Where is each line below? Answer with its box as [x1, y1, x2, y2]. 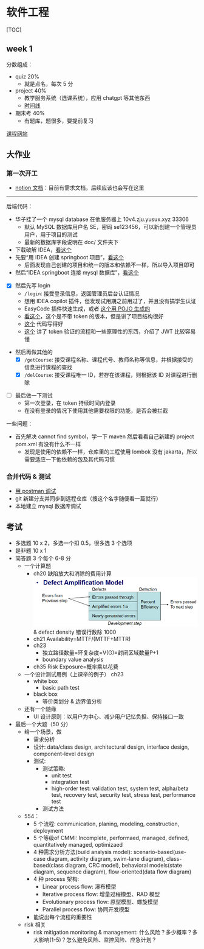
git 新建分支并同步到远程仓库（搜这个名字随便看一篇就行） [15, 494, 162, 502]
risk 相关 [24, 921, 46, 928]
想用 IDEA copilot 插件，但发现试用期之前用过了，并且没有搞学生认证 [24, 297, 197, 304]
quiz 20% [15, 72, 39, 80]
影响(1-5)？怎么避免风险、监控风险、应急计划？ [38, 936, 157, 944]
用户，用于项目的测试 [24, 231, 78, 238]
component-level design [33, 750, 95, 758]
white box [33, 678, 58, 685]
